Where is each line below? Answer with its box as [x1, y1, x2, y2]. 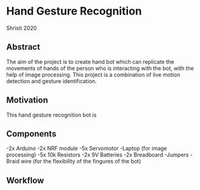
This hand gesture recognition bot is [6, 111, 97, 118]
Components [6, 129, 56, 139]
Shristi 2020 [6, 24, 38, 32]
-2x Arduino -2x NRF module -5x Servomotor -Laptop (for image [6, 144, 168, 152]
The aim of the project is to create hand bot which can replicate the [6, 58, 175, 65]
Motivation [6, 95, 48, 106]
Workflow [6, 175, 44, 186]
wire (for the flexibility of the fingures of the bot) [21, 158, 141, 165]
